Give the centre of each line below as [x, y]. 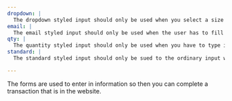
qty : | [17, 39]
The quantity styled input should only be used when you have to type [117, 45]
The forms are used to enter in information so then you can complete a [108, 84]
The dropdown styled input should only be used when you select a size [119, 20]
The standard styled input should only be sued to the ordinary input [117, 58]
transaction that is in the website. [54, 91]
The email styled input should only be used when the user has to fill [119, 33]
